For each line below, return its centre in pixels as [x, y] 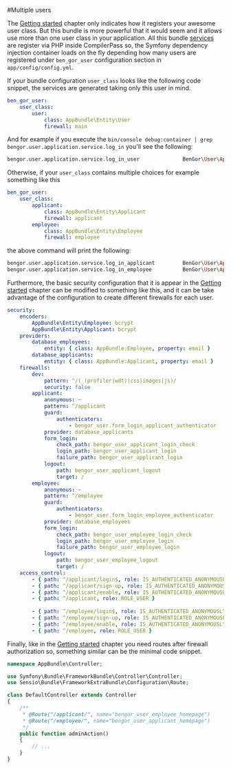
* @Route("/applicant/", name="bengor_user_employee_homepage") [117, 714]
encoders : [34, 317]
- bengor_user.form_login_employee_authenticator [141, 515]
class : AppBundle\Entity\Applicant [95, 212]
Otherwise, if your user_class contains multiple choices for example [103, 172]
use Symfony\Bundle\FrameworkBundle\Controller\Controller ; [95, 676]
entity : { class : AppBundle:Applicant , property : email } [129, 361]
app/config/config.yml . [41, 67]
